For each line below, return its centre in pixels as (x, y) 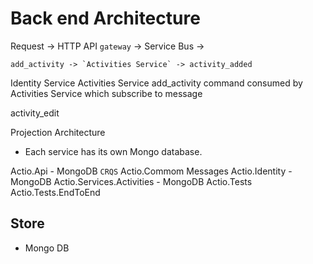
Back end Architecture (105, 18)
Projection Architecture (58, 132)
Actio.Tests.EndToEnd (55, 192)
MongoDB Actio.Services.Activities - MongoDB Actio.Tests (131, 181)
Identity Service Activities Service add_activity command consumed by (156, 83)
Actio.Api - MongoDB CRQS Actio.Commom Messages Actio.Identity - (151, 171)
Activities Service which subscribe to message (106, 93)
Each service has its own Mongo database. (113, 151)
